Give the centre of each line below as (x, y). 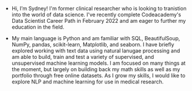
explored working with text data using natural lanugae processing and (96, 51)
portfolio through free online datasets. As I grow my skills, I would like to (98, 76)
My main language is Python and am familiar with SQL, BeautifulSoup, (96, 38)
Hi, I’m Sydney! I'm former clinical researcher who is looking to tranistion (99, 8)
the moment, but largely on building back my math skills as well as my (96, 69)
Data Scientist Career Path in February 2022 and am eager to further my (99, 21)
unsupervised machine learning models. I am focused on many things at (99, 63)
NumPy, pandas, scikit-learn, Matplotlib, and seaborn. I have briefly (93, 44)
